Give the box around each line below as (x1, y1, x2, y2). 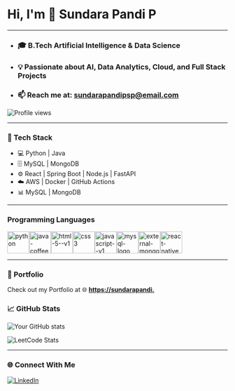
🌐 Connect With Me (7, 360, 76, 370)
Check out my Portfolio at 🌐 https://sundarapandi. (7, 285, 155, 293)
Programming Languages (7, 215, 96, 225)
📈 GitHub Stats (7, 303, 61, 313)
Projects (17, 70, 47, 80)
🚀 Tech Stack (7, 133, 53, 143)
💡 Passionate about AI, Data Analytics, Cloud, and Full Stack (17, 62, 226, 72)
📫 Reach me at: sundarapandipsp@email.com (17, 90, 179, 100)
